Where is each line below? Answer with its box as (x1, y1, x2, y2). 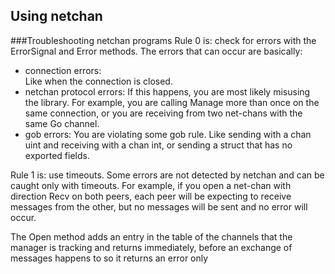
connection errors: (24, 64, 102, 76)
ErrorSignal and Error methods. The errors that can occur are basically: (10, 45, 303, 57)
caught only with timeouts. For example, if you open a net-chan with (10, 179, 292, 191)
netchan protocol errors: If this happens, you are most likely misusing (24, 85, 311, 98)
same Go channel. (24, 117, 100, 129)
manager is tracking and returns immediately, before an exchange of (10, 241, 293, 253)
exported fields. (24, 149, 90, 161)
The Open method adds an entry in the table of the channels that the (10, 230, 293, 243)
